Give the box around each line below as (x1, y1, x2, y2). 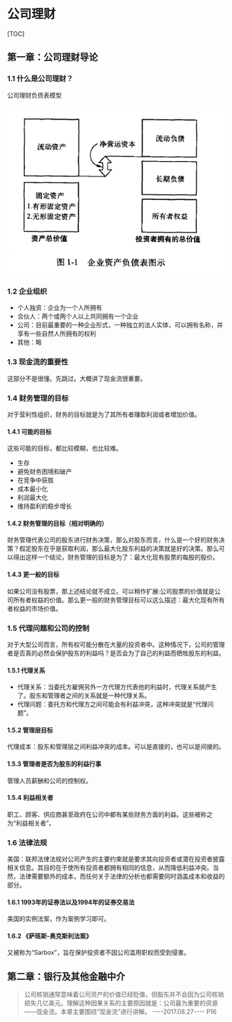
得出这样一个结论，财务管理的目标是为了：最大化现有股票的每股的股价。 (12, 553, 219, 561)
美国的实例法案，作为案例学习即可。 (7, 915, 110, 923)
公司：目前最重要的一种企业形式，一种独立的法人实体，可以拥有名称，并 (17, 321, 223, 329)
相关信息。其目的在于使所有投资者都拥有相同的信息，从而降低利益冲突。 (7, 864, 213, 872)
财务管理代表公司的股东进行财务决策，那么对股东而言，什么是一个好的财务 (7, 536, 219, 544)
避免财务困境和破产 (17, 468, 72, 476)
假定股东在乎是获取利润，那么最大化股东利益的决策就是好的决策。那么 (19, 545, 219, 553)
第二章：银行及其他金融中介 (7, 970, 126, 983)
